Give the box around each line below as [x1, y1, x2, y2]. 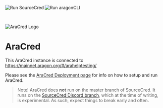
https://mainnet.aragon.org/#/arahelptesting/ [5, 62, 97, 69]
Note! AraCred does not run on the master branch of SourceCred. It [17, 87, 156, 93]
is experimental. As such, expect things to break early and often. [17, 97, 149, 103]
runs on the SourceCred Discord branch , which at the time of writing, [17, 92, 159, 98]
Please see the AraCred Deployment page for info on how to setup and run [5, 72, 158, 78]
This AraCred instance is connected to [5, 57, 84, 63]
